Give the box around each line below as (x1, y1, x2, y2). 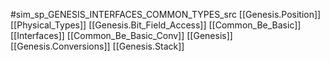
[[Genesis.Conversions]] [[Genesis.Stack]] (10, 40, 185, 52)
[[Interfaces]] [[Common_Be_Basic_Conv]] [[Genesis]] (10, 30, 233, 41)
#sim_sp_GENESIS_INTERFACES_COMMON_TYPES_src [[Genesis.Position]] (10, 9, 322, 20)
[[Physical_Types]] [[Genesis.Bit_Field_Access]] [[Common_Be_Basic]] (10, 19, 302, 31)
